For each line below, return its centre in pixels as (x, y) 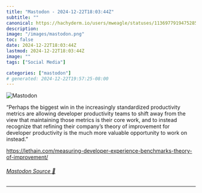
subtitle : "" (23, 17)
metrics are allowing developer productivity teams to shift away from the (96, 114)
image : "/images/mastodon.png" (45, 34)
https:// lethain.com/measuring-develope (57, 151)
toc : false (20, 40)
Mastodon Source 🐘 (31, 171)
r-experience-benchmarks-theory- (149, 151)
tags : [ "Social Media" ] (36, 62)
